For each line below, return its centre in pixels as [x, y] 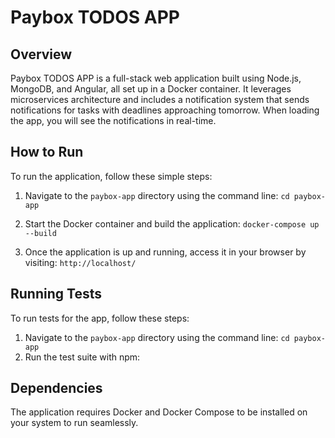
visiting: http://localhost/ [80, 262]
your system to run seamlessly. [74, 423]
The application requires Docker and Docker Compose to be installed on [159, 412]
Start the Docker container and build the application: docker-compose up [172, 223]
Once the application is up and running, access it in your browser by [165, 252]
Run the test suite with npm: [82, 357]
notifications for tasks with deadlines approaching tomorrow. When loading [165, 110]
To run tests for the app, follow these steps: [100, 318]
